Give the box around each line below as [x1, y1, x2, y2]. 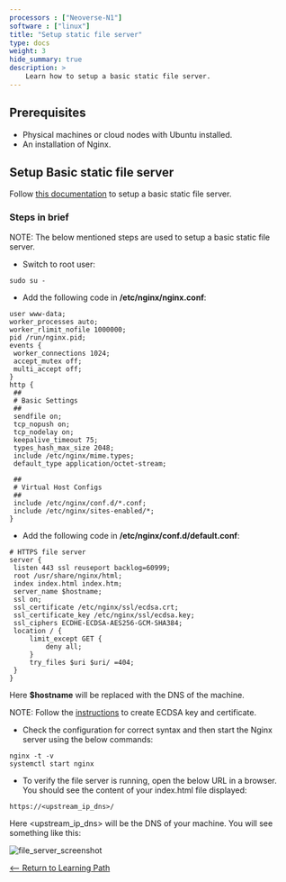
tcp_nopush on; [13, 420, 70, 429]
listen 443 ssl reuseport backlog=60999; [13, 563, 171, 572]
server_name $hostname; [13, 586, 103, 596]
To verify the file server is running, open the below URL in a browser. [22, 775, 277, 786]
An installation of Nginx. [22, 139, 112, 150]
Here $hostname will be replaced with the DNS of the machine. [9, 689, 245, 700]
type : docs [9, 38, 50, 48]
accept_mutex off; [13, 357, 83, 366]
